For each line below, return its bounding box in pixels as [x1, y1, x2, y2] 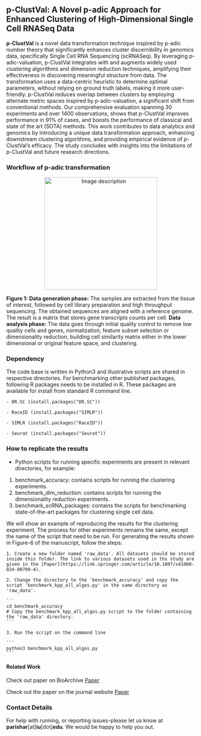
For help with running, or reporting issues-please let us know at [6, 717, 163, 724]
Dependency [6, 355, 45, 363]
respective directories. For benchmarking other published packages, [6, 375, 176, 382]
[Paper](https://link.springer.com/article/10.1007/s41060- [41, 561, 195, 567]
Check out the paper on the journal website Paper [6, 688, 130, 695]
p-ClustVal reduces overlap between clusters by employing [28, 90, 175, 98]
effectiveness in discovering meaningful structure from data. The [6, 72, 167, 79]
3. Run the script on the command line [6, 630, 106, 636]
